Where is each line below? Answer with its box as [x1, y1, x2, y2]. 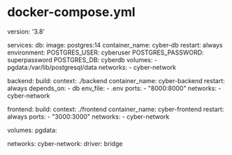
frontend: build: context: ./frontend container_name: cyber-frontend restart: [7, 105, 224, 113]
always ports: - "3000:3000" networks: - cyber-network [7, 112, 170, 121]
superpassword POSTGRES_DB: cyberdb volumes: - [7, 55, 157, 64]
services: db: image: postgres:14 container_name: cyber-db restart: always [7, 40, 223, 49]
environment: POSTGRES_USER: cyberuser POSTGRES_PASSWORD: [7, 48, 204, 57]
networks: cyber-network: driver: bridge [7, 139, 123, 147]
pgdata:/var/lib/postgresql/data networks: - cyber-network [7, 63, 177, 71]
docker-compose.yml [7, 4, 136, 20]
